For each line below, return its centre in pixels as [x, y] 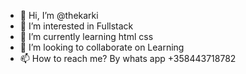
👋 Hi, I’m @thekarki [59, 15]
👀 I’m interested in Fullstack [76, 26]
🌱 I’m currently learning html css [86, 36]
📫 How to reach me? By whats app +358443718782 [128, 58]
